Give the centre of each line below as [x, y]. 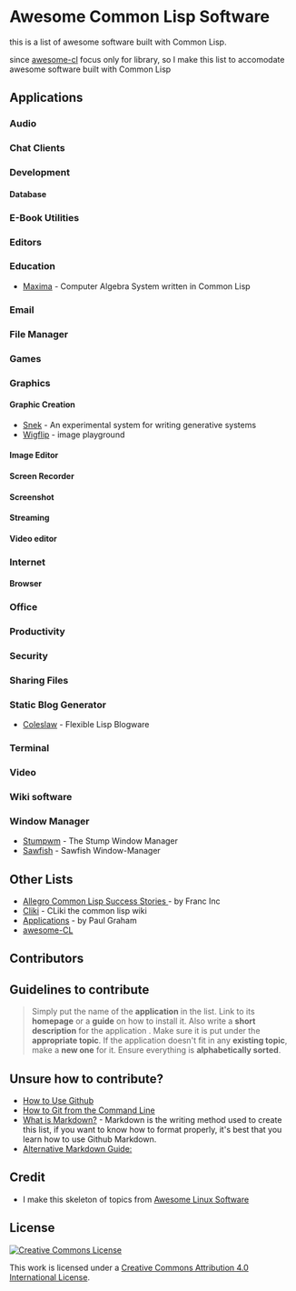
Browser [26, 584]
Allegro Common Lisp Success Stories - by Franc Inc [121, 901]
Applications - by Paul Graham [80, 921]
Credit [27, 1178]
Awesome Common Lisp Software [140, 17]
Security [29, 656]
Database [28, 194]
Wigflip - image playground [74, 435]
